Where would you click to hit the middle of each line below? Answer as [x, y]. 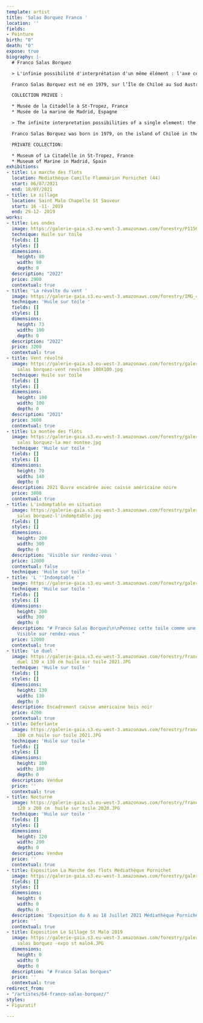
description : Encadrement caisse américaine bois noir [82, 707]
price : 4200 [27, 713]
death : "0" [20, 46]
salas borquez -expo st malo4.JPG [60, 944]
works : [14, 218]
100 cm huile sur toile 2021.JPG [59, 735]
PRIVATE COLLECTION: [37, 145]
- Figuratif [21, 1005]
